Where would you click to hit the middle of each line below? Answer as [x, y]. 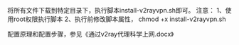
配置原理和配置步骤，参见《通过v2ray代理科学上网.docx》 [91, 34]
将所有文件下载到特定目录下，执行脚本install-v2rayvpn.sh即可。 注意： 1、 [116, 10]
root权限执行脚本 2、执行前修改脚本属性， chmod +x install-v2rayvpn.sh [119, 19]
